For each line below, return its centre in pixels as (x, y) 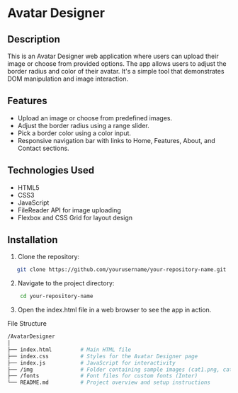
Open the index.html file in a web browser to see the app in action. (114, 310)
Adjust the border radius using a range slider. (84, 125)
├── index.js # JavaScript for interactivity (91, 363)
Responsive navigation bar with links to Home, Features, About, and (116, 140)
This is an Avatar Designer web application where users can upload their (113, 56)
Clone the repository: (49, 257)
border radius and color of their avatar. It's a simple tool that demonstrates (116, 71)
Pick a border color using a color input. (74, 133)
